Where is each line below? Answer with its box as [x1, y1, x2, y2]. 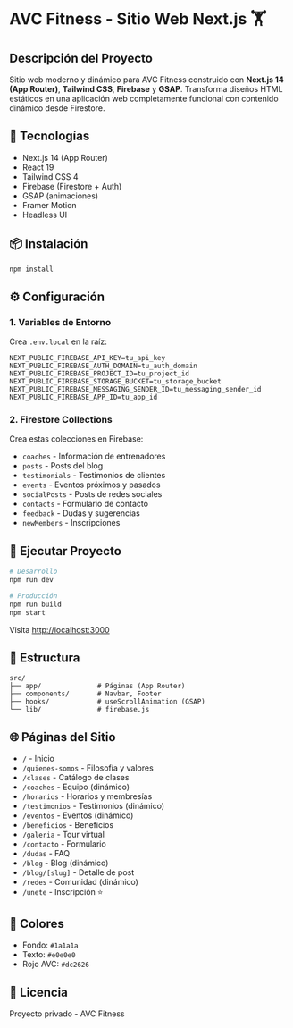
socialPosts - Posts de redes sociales [21, 489, 163, 500]
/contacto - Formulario [21, 838, 107, 849]
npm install [9, 265, 54, 274]
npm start [9, 608, 46, 617]
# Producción [9, 592, 58, 601]
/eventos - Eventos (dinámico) [21, 810, 134, 821]
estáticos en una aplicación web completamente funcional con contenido [9, 93, 279, 104]
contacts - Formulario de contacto [21, 499, 149, 510]
